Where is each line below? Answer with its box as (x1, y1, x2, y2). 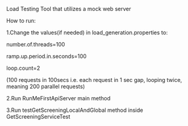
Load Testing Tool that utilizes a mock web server (6, 6, 131, 12)
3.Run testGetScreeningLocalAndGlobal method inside (6, 106, 143, 114)
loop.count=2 (6, 64, 41, 72)
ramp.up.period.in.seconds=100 (6, 53, 87, 60)
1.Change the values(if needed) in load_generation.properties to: (6, 29, 168, 36)
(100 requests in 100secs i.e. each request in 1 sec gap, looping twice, (6, 76, 183, 83)
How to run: (6, 17, 36, 24)
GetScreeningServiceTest (6, 113, 71, 120)
